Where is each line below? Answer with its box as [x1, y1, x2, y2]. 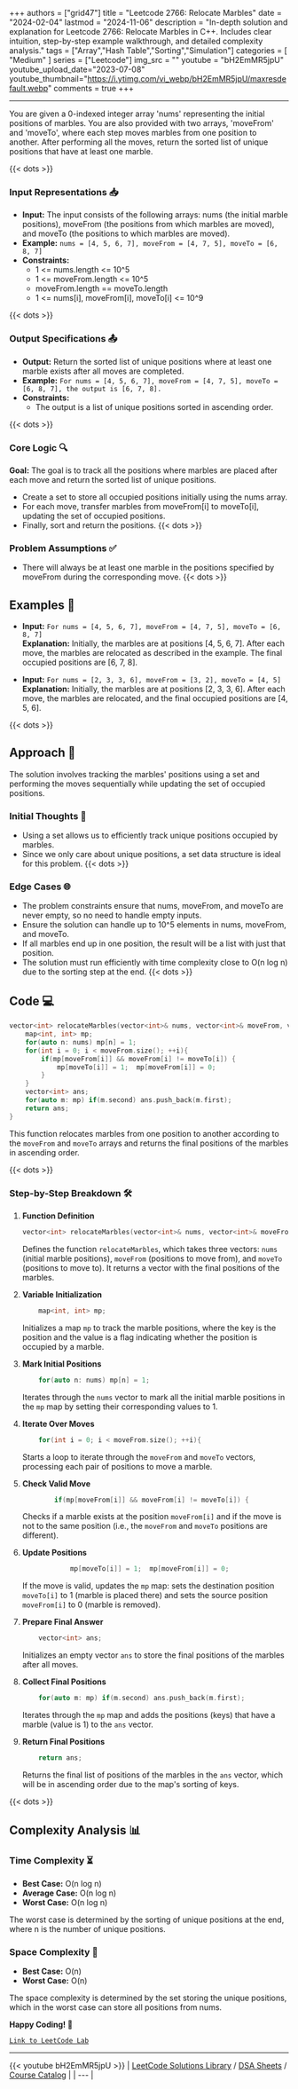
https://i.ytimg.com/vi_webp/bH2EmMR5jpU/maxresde [87, 74, 286, 83]
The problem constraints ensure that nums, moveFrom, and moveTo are [21, 901, 284, 911]
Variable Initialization [21, 1289, 102, 1299]
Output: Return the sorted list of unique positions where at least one [21, 356, 272, 367]
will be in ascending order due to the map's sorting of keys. [21, 1778, 239, 1789]
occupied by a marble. [21, 1341, 105, 1352]
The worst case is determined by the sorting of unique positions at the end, [9, 1914, 285, 1925]
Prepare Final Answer [21, 1617, 104, 1628]
